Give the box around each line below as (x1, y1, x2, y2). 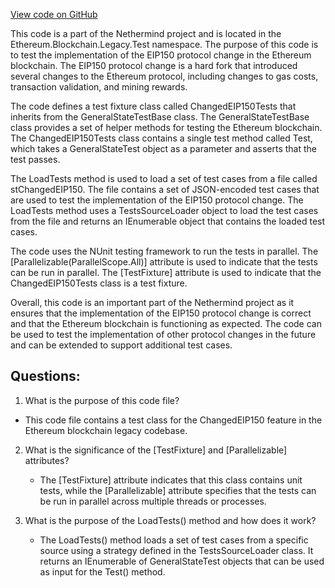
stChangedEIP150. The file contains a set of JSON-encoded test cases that (10, 184, 320, 195)
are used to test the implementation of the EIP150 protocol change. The (10, 194, 304, 206)
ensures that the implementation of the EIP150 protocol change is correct (10, 307, 312, 319)
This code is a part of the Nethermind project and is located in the (10, 28, 282, 39)
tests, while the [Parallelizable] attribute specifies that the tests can (39, 484, 317, 496)
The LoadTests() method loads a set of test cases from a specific (39, 534, 309, 546)
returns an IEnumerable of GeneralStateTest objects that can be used (39, 555, 325, 567)
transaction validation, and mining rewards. (10, 81, 188, 93)
